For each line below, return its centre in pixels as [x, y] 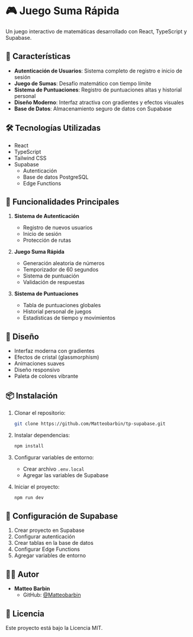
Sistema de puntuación [51, 276]
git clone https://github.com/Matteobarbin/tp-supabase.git [90, 424]
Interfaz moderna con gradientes [54, 351]
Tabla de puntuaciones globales [62, 305]
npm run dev [29, 497]
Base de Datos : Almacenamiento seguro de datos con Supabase [93, 108]
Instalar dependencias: [42, 435]
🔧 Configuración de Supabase [62, 516]
